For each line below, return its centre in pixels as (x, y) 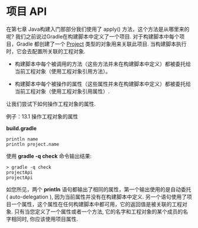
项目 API (27, 12)
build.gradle (22, 128)
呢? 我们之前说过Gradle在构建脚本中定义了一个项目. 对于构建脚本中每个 (93, 36)
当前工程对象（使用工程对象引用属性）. (62, 91)
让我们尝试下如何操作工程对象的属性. (51, 104)
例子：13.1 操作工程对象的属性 (42, 116)
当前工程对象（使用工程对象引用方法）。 (63, 71)
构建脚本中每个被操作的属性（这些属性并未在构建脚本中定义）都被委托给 (103, 84)
